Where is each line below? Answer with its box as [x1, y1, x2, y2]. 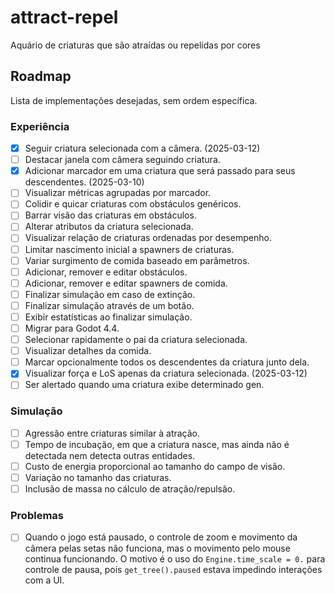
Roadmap [10, 68, 72, 85]
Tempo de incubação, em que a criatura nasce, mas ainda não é [24, 438, 290, 450]
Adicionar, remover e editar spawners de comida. [24, 277, 228, 289]
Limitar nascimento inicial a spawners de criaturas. [24, 243, 235, 255]
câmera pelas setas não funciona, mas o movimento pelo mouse [24, 542, 291, 555]
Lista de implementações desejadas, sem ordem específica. [10, 94, 258, 106]
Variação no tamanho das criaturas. [24, 471, 172, 483]
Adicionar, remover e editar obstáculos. [24, 266, 188, 278]
